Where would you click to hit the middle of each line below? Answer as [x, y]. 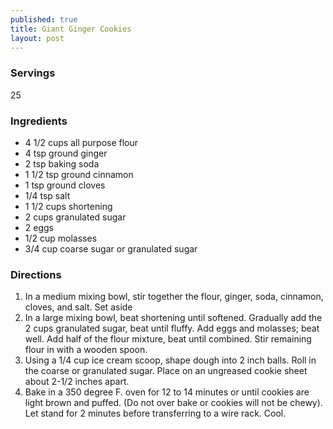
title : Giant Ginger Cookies [71, 29]
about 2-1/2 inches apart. [77, 382]
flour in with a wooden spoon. [86, 350]
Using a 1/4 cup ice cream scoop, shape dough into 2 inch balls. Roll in [170, 360]
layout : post [37, 38]
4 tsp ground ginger [66, 153]
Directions [36, 274]
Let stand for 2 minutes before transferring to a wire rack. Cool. [155, 413]
